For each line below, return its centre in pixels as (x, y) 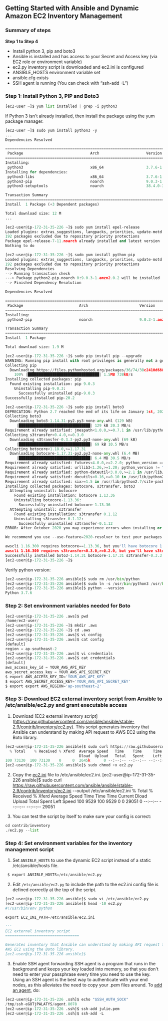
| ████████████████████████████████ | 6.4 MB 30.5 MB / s (73, 458)
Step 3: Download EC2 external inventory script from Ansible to (84, 699)
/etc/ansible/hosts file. (35, 866)
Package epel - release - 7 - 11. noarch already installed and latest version (82, 241)
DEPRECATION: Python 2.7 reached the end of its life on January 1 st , (80, 412)
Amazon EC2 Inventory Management (64, 16)
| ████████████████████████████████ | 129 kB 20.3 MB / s (73, 426)
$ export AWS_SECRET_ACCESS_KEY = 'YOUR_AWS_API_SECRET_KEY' (68, 681)
